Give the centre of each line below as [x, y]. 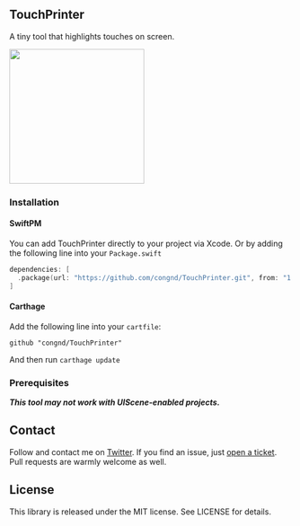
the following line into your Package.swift [85, 253]
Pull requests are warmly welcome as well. [88, 461]
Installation [35, 202]
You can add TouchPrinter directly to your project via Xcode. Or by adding [146, 243]
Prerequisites [39, 382]
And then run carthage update [65, 359]
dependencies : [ [40, 269]
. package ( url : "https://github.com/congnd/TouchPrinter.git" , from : [148, 277]
